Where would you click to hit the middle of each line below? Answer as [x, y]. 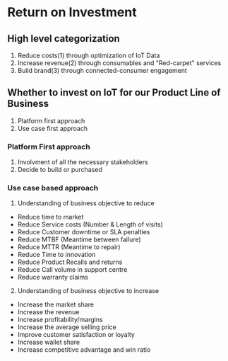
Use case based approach [53, 188]
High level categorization [64, 39]
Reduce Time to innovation [56, 255]
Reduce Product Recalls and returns [70, 262]
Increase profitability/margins [60, 320]
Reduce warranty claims [53, 277]
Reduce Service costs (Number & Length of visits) [90, 224]
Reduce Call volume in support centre [72, 270]
